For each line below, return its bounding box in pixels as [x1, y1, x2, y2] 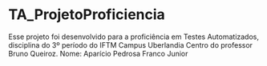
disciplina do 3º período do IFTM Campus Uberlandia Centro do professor [8, 40, 253, 49]
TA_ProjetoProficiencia [8, 6, 166, 24]
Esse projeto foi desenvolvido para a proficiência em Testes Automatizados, [8, 32, 259, 41]
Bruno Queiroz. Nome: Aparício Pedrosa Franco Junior [8, 49, 188, 58]
